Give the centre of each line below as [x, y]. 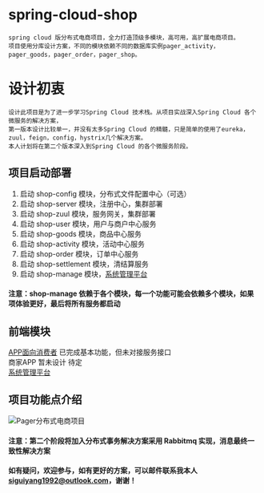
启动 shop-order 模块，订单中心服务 [79, 253]
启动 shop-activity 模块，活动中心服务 [82, 244]
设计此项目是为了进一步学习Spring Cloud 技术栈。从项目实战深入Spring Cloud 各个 [132, 112]
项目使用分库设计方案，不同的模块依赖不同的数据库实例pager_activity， [114, 46]
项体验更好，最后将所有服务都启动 [64, 304]
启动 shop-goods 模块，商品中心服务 [81, 233]
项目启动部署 [40, 173]
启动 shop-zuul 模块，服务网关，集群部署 [88, 213]
